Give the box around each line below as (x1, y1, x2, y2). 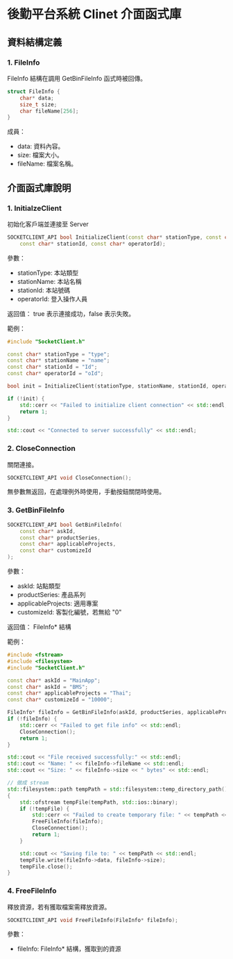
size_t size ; (19, 101, 58, 108)
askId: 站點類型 (17, 582, 61, 590)
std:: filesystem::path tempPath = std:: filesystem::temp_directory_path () (7, 786, 228, 793)
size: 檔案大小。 (17, 151, 64, 159)
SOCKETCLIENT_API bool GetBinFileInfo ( (7, 521, 123, 528)
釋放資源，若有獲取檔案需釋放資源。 (7, 903, 111, 911)
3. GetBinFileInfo (7, 505, 64, 515)
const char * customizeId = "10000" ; (7, 697, 113, 704)
